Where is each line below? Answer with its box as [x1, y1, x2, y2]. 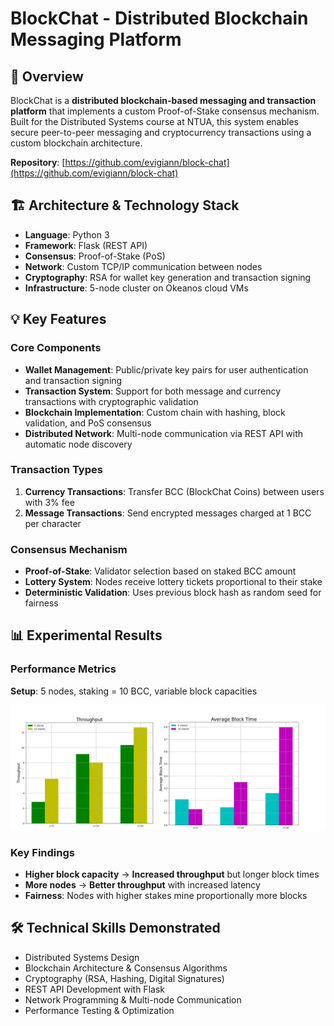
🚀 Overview [10, 68, 84, 85]
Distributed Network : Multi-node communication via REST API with [24, 427, 304, 439]
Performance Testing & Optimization [24, 1004, 175, 1016]
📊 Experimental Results [10, 627, 163, 644]
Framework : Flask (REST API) [24, 239, 148, 251]
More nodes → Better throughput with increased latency [24, 878, 261, 891]
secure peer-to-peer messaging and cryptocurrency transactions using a [10, 127, 312, 138]
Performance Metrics [10, 662, 117, 676]
